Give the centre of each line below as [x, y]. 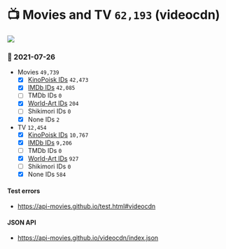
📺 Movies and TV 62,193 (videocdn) [114, 15]
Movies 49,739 [38, 72]
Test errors [24, 191]
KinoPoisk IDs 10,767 [58, 135]
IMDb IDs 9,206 [50, 142]
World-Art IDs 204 [53, 103]
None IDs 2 [44, 119]
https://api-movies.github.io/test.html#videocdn [86, 206]
